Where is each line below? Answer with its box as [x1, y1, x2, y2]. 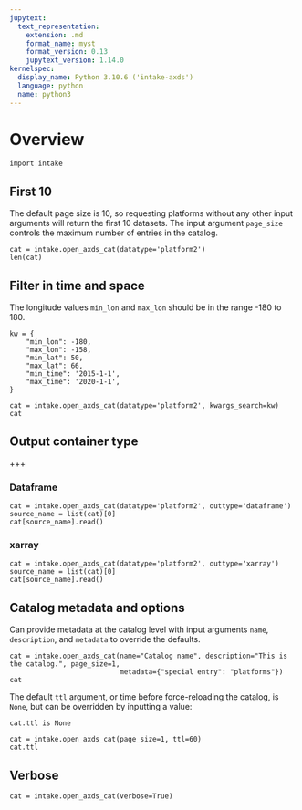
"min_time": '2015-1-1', [26, 369, 120, 379]
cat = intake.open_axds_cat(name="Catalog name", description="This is [9, 651, 287, 661]
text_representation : [17, 22, 100, 31]
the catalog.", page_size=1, [9, 659, 120, 669]
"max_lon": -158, [26, 346, 92, 355]
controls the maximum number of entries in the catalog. [9, 227, 219, 238]
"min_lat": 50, [26, 353, 84, 363]
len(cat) [9, 253, 43, 263]
